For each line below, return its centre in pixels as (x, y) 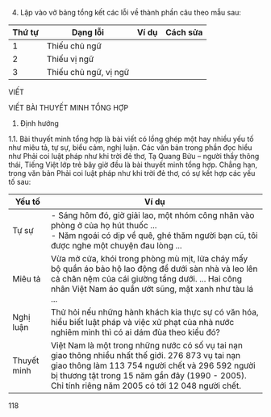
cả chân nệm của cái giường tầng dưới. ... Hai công (147, 279)
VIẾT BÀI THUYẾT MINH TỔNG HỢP (69, 108)
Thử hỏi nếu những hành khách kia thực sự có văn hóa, (155, 312)
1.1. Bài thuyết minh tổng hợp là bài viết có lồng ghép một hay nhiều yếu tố (131, 139)
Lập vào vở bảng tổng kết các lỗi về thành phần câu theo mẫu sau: (131, 13)
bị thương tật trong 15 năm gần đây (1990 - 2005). (149, 375)
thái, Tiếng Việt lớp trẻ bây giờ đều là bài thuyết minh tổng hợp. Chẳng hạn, (133, 165)
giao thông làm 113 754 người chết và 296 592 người (153, 365)
